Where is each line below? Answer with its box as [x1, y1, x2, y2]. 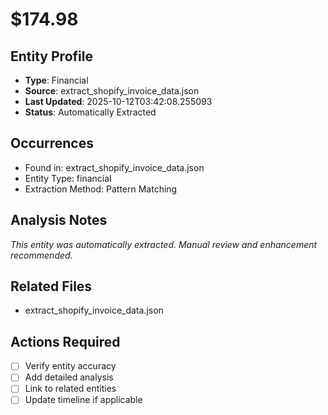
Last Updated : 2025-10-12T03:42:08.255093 [24, 96, 213, 107]
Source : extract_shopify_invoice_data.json [24, 85, 200, 97]
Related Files [10, 278, 93, 295]
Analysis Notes [10, 212, 108, 229]
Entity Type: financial [24, 172, 112, 184]
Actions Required [10, 333, 121, 350]
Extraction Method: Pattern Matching [24, 183, 178, 195]
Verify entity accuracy [24, 360, 117, 372]
